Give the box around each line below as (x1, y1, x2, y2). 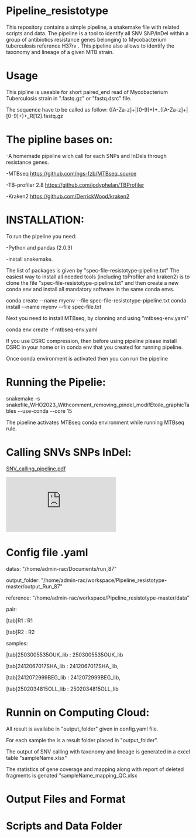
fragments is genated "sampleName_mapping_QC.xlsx (6, 772, 137, 779)
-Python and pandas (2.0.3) (6, 244, 73, 251)
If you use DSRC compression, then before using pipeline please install (6, 337, 177, 344)
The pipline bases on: (6, 133, 113, 146)
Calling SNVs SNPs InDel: (6, 445, 132, 459)
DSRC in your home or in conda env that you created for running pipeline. (6, 344, 183, 351)
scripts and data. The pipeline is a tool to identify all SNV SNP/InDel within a (6, 29, 189, 36)
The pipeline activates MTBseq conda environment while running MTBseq (6, 419, 184, 426)
